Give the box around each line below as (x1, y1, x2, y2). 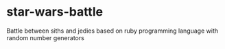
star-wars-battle (6, 4, 104, 20)
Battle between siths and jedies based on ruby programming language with (6, 27, 219, 35)
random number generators (6, 33, 85, 42)
